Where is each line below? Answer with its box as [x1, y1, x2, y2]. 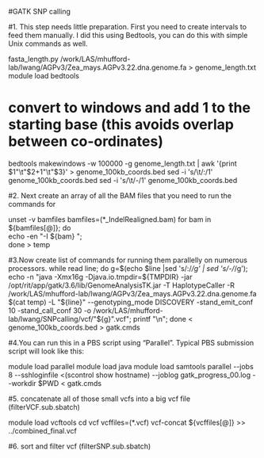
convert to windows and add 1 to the [8, 99, 251, 117]
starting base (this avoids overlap [8, 116, 234, 134]
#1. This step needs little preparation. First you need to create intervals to [8, 22, 247, 31]
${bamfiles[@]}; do [8, 223, 71, 232]
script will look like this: [8, 346, 85, 356]
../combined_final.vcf [8, 426, 78, 435]
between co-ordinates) [8, 132, 164, 151]
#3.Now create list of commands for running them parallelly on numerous [8, 255, 248, 265]
